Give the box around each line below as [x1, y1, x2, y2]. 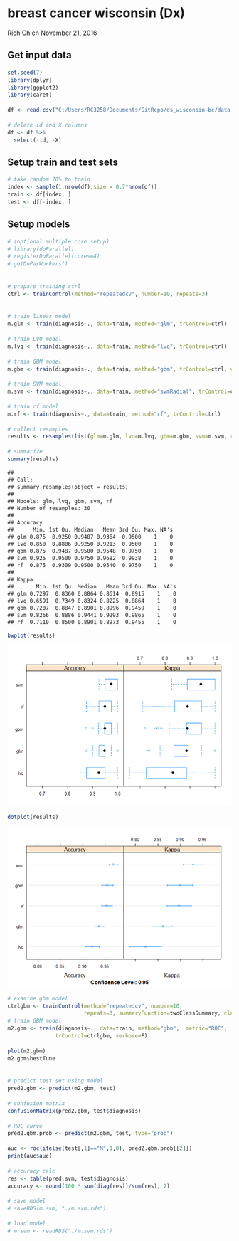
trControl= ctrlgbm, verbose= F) [55, 1033, 148, 1040]
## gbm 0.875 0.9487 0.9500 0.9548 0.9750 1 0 [7, 547, 174, 554]
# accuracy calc [7, 1167, 55, 1175]
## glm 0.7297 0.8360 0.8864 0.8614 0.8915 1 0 [7, 590, 176, 597]
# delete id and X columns [7, 121, 87, 129]
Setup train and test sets [7, 156, 119, 168]
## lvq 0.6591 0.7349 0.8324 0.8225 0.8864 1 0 [7, 597, 176, 604]
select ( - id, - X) [14, 137, 62, 144]
